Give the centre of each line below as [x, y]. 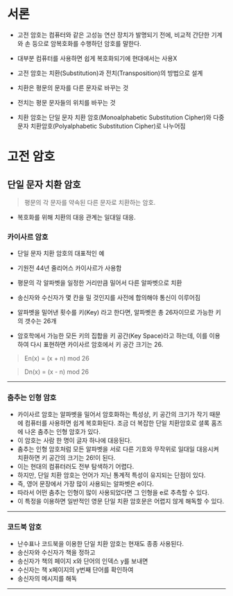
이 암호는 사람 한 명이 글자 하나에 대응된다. [75, 440]
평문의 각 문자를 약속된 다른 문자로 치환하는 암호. [90, 202]
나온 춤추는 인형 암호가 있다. [62, 431]
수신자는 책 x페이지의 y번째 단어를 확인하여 [75, 570]
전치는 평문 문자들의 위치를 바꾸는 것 [66, 102]
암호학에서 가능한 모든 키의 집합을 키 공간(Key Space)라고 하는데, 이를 [112, 336]
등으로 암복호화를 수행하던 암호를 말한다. [87, 43]
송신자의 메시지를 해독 [47, 578]
